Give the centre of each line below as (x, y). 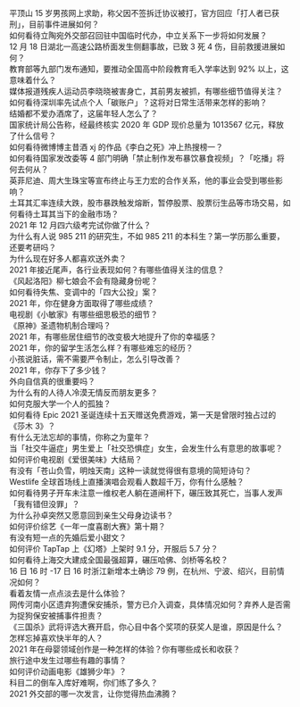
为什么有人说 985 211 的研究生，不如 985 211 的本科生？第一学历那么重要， (147, 236)
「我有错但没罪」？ (45, 504)
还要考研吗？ (33, 247)
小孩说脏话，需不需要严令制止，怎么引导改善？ (95, 359)
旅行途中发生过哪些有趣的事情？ (68, 660)
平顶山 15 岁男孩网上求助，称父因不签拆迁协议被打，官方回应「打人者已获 (144, 13)
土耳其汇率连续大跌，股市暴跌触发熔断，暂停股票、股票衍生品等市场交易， (146, 203)
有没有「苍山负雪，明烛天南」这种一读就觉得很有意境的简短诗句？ (130, 470)
